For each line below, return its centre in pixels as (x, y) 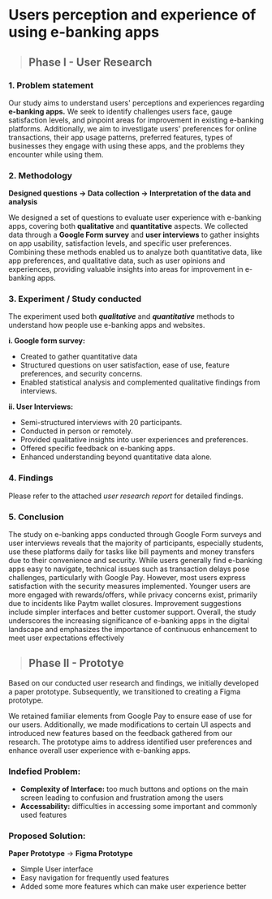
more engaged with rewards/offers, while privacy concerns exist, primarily (133, 595)
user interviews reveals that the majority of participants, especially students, (136, 543)
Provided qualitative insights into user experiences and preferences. (134, 440)
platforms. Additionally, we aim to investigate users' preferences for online (133, 128)
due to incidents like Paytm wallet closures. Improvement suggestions (125, 604)
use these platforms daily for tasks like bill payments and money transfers (132, 552)
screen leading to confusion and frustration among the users (122, 798)
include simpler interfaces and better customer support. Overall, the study (132, 612)
